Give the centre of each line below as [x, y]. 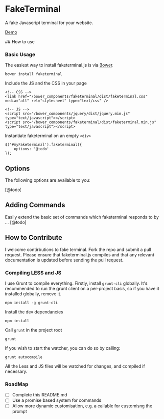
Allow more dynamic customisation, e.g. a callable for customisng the [82, 406]
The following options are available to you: [48, 180]
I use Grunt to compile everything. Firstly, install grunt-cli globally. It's [76, 283]
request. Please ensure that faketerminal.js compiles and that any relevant [80, 254]
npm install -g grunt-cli [31, 303]
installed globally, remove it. [33, 294]
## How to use [20, 42]
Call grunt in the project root [34, 330]
